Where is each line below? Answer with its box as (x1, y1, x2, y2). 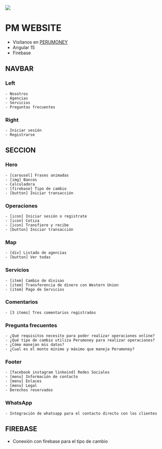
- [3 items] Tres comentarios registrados (5, 310, 96, 315)
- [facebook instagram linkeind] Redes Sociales (5, 370, 110, 375)
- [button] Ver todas (5, 255, 51, 260)
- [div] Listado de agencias (5, 250, 67, 256)
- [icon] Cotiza (5, 218, 39, 223)
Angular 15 (12, 44, 35, 50)
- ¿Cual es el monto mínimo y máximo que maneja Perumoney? (5, 347, 135, 352)
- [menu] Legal (5, 383, 37, 388)
